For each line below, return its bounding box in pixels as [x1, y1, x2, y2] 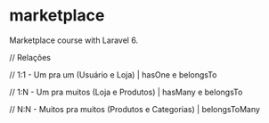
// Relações [9, 52, 52, 62]
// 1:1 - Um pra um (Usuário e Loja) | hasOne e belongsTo [9, 69, 217, 80]
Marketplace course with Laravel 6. [9, 35, 139, 45]
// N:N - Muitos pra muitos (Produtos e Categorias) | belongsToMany [9, 103, 261, 114]
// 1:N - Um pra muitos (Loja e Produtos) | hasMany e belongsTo [9, 86, 243, 97]
